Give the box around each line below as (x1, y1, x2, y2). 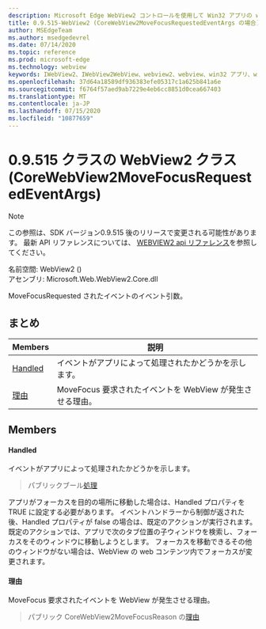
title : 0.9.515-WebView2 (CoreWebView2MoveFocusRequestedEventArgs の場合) (8, 19, 260, 27)
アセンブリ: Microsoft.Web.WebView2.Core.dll (8, 274, 158, 283)
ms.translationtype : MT (8, 93, 87, 100)
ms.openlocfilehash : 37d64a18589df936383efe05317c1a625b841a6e (8, 78, 222, 85)
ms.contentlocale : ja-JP (8, 100, 90, 108)
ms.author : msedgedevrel (8, 33, 90, 42)
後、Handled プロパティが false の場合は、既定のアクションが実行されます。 (8, 517, 257, 527)
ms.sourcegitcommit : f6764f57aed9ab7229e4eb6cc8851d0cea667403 (8, 85, 222, 93)
